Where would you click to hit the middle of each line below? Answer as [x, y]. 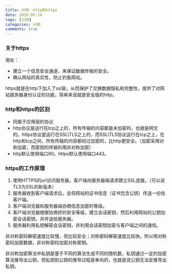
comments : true [21, 29]
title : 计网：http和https [31, 10]
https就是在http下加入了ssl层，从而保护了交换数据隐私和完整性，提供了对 [83, 88]
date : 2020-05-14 [24, 15]
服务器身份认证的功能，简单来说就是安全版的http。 [63, 95]
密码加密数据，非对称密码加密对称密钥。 [48, 243]
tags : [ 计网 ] [18, 19]
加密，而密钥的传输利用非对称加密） [55, 147]
